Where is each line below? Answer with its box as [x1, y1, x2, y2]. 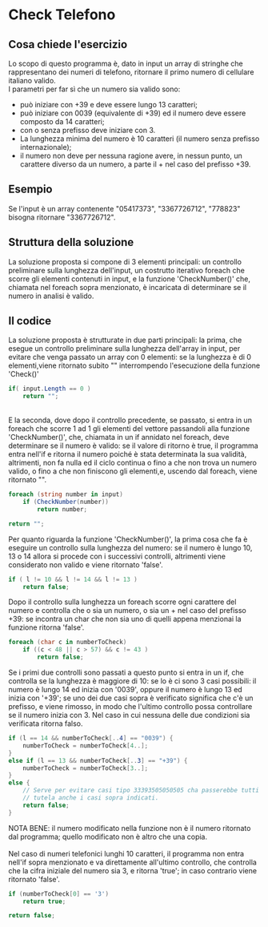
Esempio [8, 183, 53, 196]
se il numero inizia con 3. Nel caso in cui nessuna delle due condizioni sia [8, 711, 250, 720]
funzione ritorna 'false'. [8, 623, 85, 632]
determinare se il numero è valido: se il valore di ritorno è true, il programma [8, 441, 258, 450]
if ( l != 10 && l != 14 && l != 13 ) [8, 575, 138, 583]
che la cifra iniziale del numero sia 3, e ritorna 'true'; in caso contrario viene [8, 865, 258, 875]
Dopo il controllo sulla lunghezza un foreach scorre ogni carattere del [8, 597, 237, 607]
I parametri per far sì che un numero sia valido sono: [8, 84, 181, 94]
